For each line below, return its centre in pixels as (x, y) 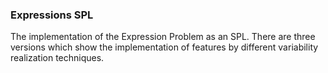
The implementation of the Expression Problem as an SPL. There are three (163, 37)
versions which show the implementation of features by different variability (164, 47)
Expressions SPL (52, 15)
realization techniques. (57, 58)
